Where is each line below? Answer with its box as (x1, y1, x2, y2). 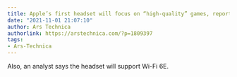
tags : (7, 36, 23, 43)
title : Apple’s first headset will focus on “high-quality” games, (7, 10, 210, 17)
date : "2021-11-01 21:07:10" (7, 17, 93, 24)
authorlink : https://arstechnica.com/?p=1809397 (7, 29, 153, 37)
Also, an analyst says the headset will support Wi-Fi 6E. (7, 62, 169, 70)
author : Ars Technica (7, 23, 71, 30)
